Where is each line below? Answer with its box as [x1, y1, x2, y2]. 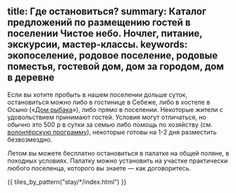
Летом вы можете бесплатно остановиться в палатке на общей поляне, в [7, 149, 230, 157]
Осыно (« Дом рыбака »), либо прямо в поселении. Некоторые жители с [7, 105, 223, 113]
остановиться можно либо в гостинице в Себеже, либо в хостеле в [7, 98, 211, 106]
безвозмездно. [7, 135, 53, 144]
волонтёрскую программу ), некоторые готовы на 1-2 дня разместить [7, 127, 217, 136]
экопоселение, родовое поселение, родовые [7, 49, 218, 62]
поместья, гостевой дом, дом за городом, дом [7, 61, 224, 73]
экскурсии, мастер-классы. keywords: [7, 39, 188, 51]
